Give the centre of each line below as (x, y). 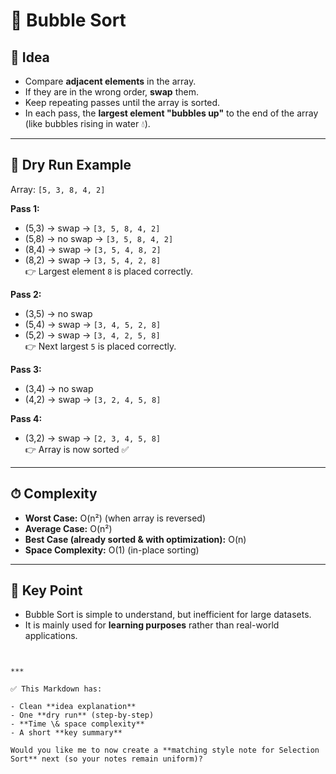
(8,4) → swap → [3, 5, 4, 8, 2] (93, 249)
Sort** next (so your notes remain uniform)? (106, 759)
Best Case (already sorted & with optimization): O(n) (135, 539)
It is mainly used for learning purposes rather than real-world (152, 625)
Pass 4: (26, 418)
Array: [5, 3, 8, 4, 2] (58, 189)
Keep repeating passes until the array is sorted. (122, 102)
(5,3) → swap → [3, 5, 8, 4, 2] (92, 228)
